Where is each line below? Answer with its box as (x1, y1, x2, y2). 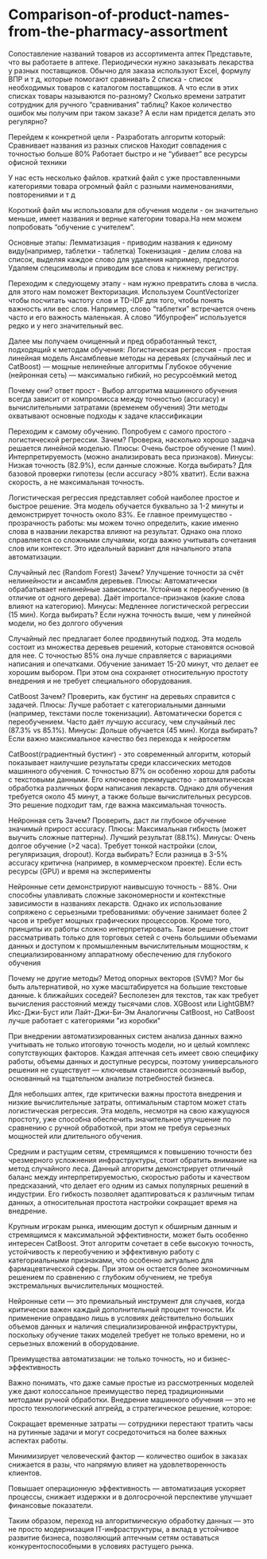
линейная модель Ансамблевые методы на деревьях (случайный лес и (8, 353, 252, 363)
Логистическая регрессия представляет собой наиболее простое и (8, 493, 240, 502)
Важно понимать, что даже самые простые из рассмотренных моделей (8, 1377, 254, 1388)
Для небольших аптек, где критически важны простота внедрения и (8, 1089, 242, 1098)
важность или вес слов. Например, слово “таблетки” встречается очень (8, 304, 257, 313)
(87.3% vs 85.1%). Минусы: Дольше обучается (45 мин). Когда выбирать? (8, 725, 258, 735)
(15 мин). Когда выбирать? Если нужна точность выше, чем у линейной (8, 610, 252, 619)
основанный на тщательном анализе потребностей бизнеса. (8, 1074, 215, 1083)
